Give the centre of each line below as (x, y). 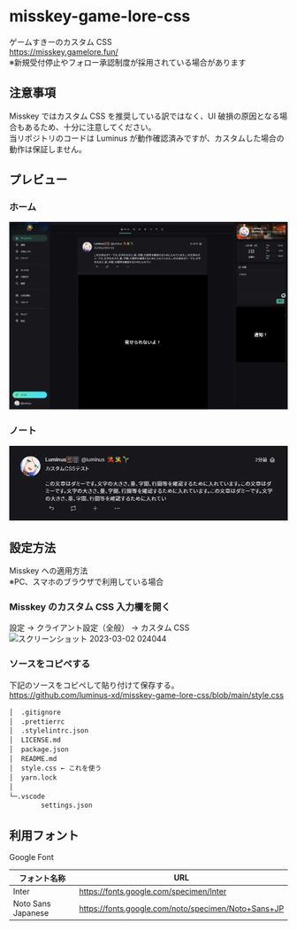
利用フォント (44, 835)
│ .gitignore (35, 712)
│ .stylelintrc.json (49, 731)
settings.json (67, 806)
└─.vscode (27, 796)
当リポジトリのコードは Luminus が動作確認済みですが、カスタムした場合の (147, 138)
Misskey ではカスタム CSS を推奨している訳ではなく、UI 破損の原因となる (145, 116)
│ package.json (39, 749)
